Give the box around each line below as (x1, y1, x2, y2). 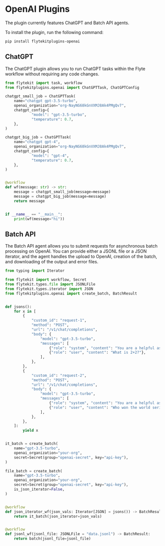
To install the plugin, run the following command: (5, 29, 104, 35)
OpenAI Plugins (5, 3, 70, 15)
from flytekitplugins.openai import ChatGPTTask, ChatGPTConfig (5, 85, 139, 90)
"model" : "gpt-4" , (31, 153, 69, 158)
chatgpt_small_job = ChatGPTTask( (5, 94, 76, 99)
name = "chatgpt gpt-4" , (14, 140, 60, 145)
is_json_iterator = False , (14, 487, 65, 492)
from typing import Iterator (5, 268, 65, 273)
